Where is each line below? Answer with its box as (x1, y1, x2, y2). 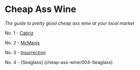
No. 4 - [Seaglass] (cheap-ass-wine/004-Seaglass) (5, 59, 113, 65)
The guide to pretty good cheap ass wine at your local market (5, 20, 135, 26)
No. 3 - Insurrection (5, 49, 46, 55)
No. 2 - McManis (5, 39, 40, 46)
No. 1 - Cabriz (5, 30, 34, 36)
